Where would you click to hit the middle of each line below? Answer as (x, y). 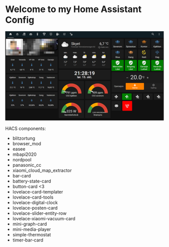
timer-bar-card (28, 240)
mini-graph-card (30, 224)
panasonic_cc (27, 165)
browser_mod (27, 144)
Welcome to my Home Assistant (73, 9)
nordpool (22, 160)
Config (20, 20)
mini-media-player (32, 229)
